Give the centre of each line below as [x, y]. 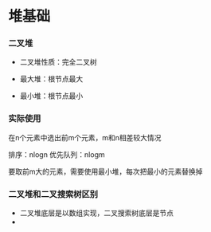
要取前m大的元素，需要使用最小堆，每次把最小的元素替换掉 [105, 171]
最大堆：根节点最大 [51, 79]
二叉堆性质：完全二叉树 [58, 62]
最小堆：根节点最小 [51, 96]
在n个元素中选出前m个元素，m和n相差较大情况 [85, 137]
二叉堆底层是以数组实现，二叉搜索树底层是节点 [96, 213]
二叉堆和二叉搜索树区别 [53, 194]
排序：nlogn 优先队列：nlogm [57, 154]
